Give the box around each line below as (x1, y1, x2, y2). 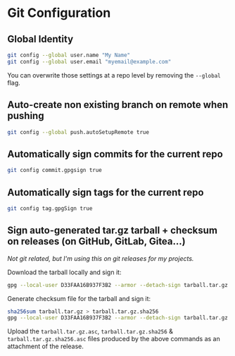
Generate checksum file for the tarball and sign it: (7, 294, 151, 302)
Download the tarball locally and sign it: (7, 268, 122, 276)
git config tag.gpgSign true (7, 204, 93, 212)
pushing (7, 110, 44, 122)
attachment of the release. (7, 342, 84, 350)
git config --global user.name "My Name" (7, 51, 131, 59)
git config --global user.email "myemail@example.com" (7, 58, 172, 65)
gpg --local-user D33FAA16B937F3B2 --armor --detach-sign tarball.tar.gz (7, 281, 229, 288)
